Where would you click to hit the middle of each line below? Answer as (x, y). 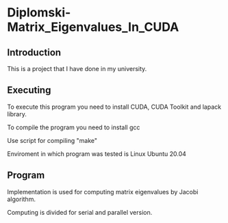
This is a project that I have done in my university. (77, 69)
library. (17, 114)
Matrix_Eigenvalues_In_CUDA (93, 27)
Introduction (34, 52)
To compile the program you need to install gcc (74, 127)
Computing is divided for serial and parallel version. (80, 212)
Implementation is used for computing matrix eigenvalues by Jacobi (103, 192)
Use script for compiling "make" (52, 140)
